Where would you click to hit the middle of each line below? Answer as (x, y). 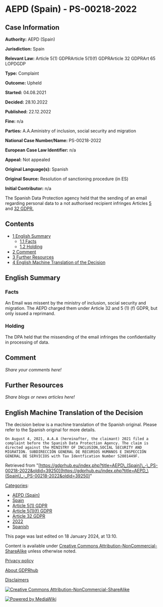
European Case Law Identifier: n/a (41, 150)
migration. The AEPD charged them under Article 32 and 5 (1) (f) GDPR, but (81, 308)
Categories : (17, 486)
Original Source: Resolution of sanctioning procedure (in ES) (67, 179)
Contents (20, 224)
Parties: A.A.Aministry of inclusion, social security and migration (71, 131)
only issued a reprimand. (30, 313)
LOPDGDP (16, 64)
